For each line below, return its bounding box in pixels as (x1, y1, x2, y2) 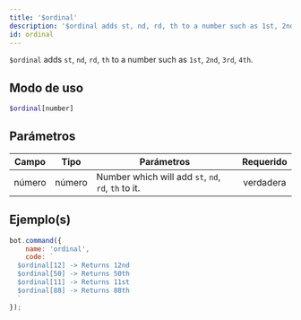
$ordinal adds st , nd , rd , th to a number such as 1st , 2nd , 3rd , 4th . (9, 55, 254, 65)
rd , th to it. (96, 181, 141, 194)
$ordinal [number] (9, 104, 74, 113)
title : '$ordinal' (9, 13, 78, 22)
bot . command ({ (9, 236, 63, 245)
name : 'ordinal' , (25, 244, 90, 254)
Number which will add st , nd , (96, 170, 221, 183)
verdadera (243, 176, 287, 188)
